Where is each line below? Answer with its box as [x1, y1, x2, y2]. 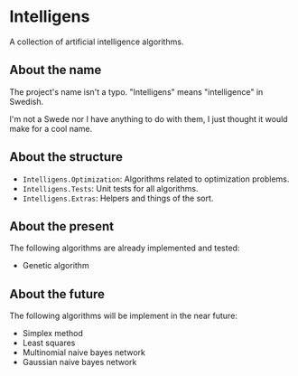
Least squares [22, 337, 76, 349]
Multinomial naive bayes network [22, 347, 146, 358]
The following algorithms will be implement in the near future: [9, 310, 237, 322]
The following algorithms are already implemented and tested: [9, 242, 240, 254]
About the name [9, 62, 102, 78]
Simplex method [22, 328, 84, 339]
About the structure [9, 149, 124, 164]
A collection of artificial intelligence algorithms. [9, 36, 184, 47]
